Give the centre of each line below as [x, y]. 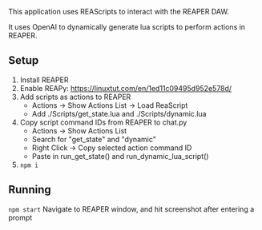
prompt [20, 217]
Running [30, 190]
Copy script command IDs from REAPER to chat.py [103, 122]
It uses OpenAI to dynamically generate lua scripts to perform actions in [127, 27]
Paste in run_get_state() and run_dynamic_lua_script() [120, 156]
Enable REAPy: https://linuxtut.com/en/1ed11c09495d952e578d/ [126, 88]
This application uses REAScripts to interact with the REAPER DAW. [119, 12]
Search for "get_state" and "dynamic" [94, 139]
